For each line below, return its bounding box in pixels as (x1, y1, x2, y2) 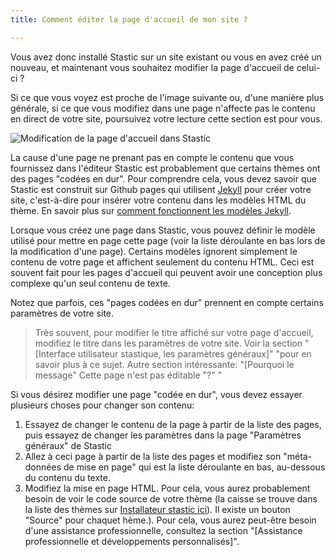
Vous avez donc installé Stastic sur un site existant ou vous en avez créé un (10, 51, 322, 63)
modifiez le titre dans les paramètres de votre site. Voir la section (34, 337, 303, 349)
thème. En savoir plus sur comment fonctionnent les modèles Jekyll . (10, 204, 292, 216)
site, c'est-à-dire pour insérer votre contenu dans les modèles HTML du (10, 194, 307, 206)
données (24, 461, 62, 473)
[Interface (34, 347, 77, 360)
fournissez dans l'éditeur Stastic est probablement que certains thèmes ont (10, 162, 321, 174)
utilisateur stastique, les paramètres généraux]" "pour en (77, 347, 312, 360)
